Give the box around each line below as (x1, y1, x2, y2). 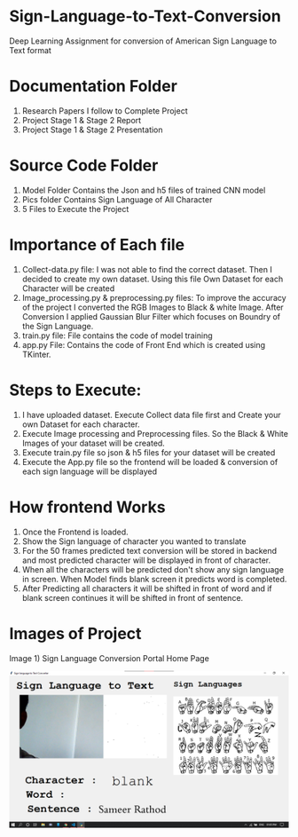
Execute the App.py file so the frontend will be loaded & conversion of (21, 456, 278, 467)
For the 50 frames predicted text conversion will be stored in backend (21, 545, 278, 556)
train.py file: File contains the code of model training (21, 330, 213, 341)
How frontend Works (9, 497, 166, 517)
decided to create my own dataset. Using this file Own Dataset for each (21, 273, 284, 284)
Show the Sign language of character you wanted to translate (21, 535, 247, 547)
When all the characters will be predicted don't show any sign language (21, 564, 284, 574)
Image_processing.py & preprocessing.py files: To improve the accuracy (21, 292, 286, 303)
